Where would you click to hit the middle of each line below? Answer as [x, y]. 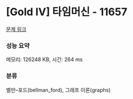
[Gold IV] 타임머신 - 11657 [66, 12]
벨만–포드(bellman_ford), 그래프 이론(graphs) [58, 90]
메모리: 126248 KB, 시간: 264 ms [44, 59]
